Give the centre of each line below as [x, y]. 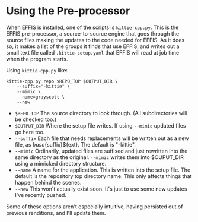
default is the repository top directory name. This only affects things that [103, 176]
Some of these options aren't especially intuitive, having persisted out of [95, 207]
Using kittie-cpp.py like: [37, 70]
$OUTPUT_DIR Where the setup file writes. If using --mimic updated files [100, 125]
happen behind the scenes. [48, 182]
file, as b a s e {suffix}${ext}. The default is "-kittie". [75, 144]
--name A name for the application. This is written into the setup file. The [103, 170]
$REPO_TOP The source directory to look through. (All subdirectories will [101, 113]
